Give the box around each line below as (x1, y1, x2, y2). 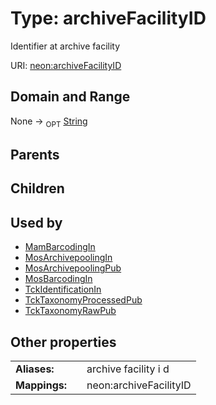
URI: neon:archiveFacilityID (10, 59, 122, 71)
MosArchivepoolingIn (24, 252, 113, 264)
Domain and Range (10, 88, 131, 106)
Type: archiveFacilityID (10, 7, 207, 30)
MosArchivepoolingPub (24, 262, 122, 274)
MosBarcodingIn (24, 273, 93, 285)
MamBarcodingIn (24, 241, 96, 253)
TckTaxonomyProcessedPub (24, 294, 143, 306)
